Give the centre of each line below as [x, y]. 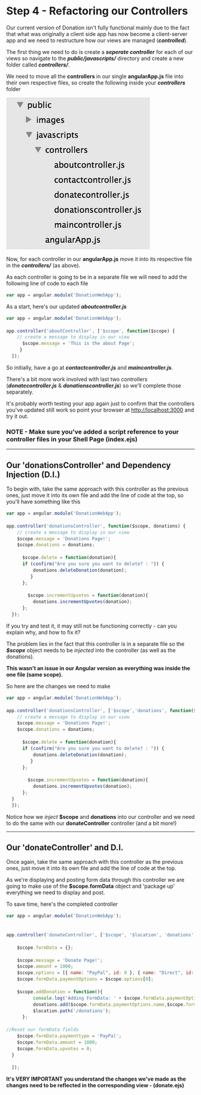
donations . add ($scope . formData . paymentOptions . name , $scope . [109, 1005]
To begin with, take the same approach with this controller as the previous [98, 489]
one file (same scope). [35, 674]
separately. [20, 392]
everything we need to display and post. [56, 893]
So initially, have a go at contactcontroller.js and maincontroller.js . [90, 367]
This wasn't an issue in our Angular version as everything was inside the [98, 668]
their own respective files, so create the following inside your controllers [96, 83]
